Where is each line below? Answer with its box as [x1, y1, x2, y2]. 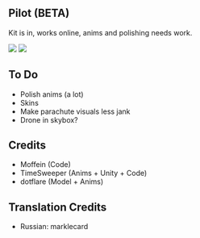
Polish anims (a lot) [19, 89, 84, 99]
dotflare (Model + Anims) [19, 177, 104, 186]
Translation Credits [8, 200, 107, 214]
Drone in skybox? [19, 115, 78, 124]
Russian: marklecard [19, 222, 89, 232]
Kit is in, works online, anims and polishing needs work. [8, 27, 193, 37]
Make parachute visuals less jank [19, 106, 131, 116]
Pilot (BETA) [8, 6, 70, 20]
